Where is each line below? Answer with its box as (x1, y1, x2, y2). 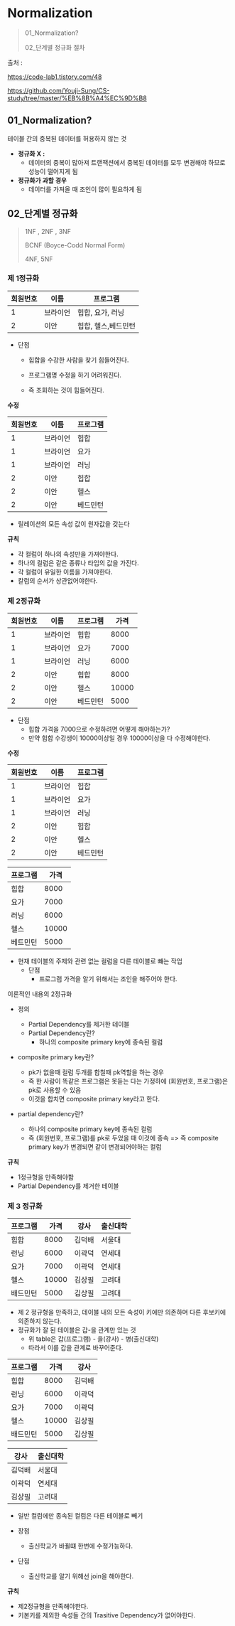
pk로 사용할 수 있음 (28, 1086, 82, 1094)
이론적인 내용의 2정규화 (7, 990, 72, 998)
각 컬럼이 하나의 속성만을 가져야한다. (17, 550, 119, 558)
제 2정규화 (7, 596, 41, 606)
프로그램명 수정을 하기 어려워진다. (28, 370, 122, 379)
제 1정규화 (7, 274, 40, 284)
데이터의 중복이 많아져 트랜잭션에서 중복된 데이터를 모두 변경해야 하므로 (28, 158, 226, 166)
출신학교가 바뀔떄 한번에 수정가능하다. (28, 1541, 133, 1551)
